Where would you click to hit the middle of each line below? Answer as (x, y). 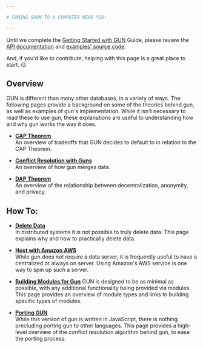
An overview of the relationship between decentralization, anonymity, (102, 186)
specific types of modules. (48, 301)
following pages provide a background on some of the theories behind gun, (101, 105)
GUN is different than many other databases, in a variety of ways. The (93, 99)
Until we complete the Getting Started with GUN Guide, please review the (98, 40)
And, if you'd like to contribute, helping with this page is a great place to (96, 58)
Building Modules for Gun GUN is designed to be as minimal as (94, 282)
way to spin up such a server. (52, 270)
